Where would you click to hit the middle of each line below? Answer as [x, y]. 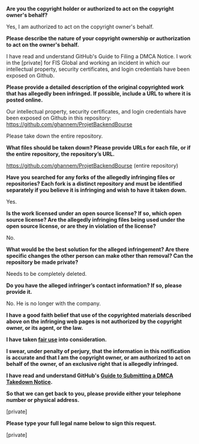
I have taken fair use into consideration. [56, 339]
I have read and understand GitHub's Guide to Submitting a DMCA [90, 376]
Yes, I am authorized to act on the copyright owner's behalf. [80, 27]
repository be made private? [42, 262]
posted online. [25, 100]
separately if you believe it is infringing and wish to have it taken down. [97, 190]
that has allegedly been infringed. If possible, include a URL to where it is [99, 93]
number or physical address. [43, 400]
